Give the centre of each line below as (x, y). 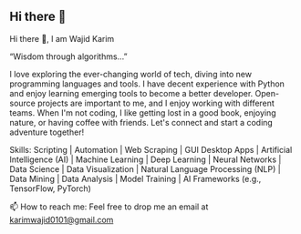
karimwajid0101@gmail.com (62, 219)
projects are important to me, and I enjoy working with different (156, 103)
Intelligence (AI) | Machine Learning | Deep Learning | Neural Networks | (145, 159)
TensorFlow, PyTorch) (50, 188)
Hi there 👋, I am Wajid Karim (62, 38)
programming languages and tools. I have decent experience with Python (147, 84)
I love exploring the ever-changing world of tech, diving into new (131, 74)
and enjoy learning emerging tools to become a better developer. (131, 93)
